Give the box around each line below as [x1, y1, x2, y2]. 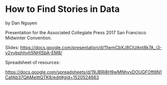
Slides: [5, 44, 19, 50]
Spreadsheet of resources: [5, 59, 60, 65]
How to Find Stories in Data [5, 3, 120, 15]
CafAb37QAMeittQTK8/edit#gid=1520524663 [5, 74, 99, 80]
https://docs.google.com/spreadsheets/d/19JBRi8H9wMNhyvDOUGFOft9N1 [5, 69, 162, 75]
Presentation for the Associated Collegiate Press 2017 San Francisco [5, 29, 146, 35]
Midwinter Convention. [5, 35, 52, 41]
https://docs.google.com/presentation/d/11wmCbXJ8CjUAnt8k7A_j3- [19, 44, 162, 50]
